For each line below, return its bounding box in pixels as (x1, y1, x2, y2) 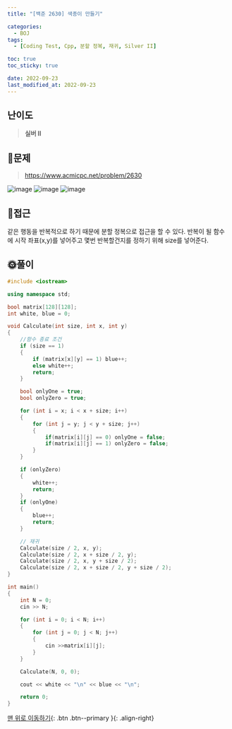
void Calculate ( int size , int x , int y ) (7, 323, 128, 330)
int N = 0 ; (20, 596, 52, 604)
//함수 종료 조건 (20, 336, 62, 343)
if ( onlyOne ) (20, 499, 59, 506)
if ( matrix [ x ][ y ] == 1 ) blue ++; (32, 355, 128, 362)
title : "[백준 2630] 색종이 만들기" (7, 10, 104, 18)
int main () (7, 583, 39, 591)
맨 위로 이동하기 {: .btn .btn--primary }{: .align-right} (7, 714, 154, 723)
